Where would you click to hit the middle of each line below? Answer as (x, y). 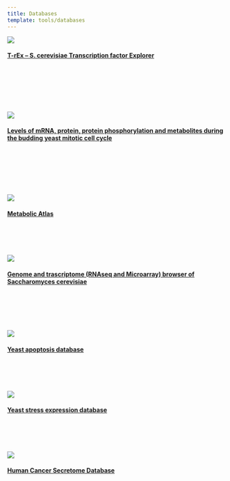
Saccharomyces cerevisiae (47, 281)
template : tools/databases (46, 20)
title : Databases (32, 14)
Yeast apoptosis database (46, 349)
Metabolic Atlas (31, 214)
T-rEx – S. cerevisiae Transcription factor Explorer (81, 56)
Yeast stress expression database (57, 410)
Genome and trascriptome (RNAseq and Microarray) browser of (101, 274)
